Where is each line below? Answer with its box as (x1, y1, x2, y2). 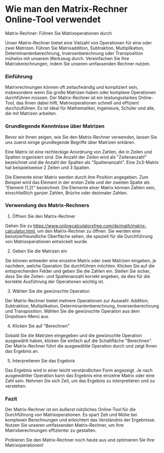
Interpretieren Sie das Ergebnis (12, 357, 75, 363)
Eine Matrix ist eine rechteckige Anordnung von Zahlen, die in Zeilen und (5, 149, 152, 155)
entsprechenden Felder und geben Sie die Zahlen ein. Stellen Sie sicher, (5, 268, 151, 274)
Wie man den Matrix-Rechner (5, 3, 128, 15)
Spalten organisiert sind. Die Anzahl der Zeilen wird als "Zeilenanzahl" (5, 154, 147, 160)
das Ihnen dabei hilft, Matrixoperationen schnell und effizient (16, 100, 139, 106)
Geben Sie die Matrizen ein (12, 248, 67, 254)
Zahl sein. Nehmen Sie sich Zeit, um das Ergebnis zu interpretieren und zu (5, 378, 155, 383)
